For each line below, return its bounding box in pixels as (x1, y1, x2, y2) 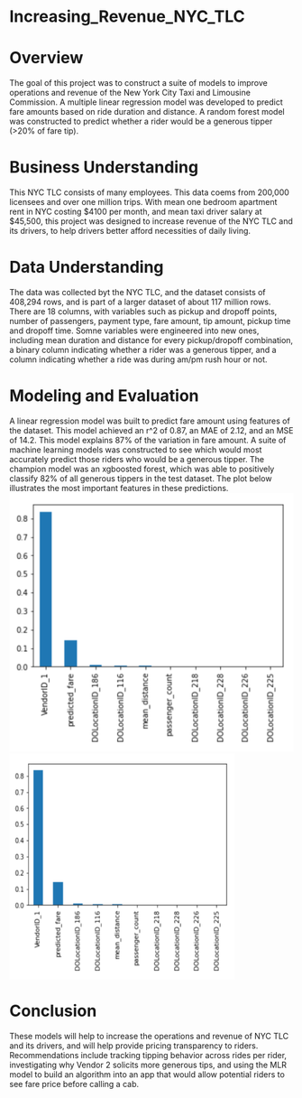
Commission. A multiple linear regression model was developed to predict (9, 97, 283, 107)
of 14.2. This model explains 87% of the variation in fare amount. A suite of (9, 434, 287, 445)
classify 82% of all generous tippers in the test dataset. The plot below (9, 472, 272, 484)
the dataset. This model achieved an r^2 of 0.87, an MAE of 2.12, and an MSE (9, 424, 294, 435)
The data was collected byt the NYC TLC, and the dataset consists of (9, 287, 266, 297)
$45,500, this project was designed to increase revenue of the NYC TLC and (9, 216, 293, 227)
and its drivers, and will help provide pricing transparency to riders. (9, 1040, 259, 1051)
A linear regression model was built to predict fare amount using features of (9, 415, 290, 426)
